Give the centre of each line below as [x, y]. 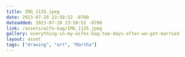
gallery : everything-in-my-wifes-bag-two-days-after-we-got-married [93, 34]
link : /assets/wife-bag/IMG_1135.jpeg [54, 28]
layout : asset [24, 39]
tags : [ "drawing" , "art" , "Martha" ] [51, 45]
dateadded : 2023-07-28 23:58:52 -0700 [54, 23]
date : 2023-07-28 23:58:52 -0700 [48, 17]
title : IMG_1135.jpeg [33, 12]
